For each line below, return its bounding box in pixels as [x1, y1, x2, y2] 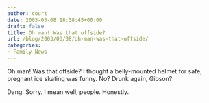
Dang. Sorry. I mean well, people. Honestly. [7, 87, 129, 96]
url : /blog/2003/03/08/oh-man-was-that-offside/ [7, 36, 149, 43]
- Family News [7, 49, 48, 56]
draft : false [7, 23, 45, 30]
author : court [7, 10, 48, 17]
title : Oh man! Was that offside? [7, 29, 106, 36]
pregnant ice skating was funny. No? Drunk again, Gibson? [7, 74, 173, 82]
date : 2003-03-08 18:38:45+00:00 [7, 16, 103, 23]
